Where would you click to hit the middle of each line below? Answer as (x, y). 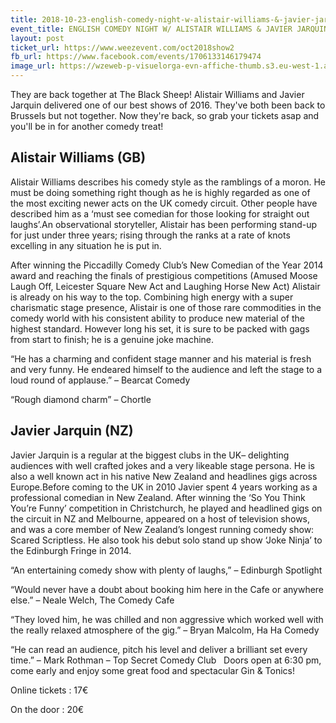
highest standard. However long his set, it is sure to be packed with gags (160, 328)
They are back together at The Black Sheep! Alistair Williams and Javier (157, 94)
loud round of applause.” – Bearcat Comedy (100, 380)
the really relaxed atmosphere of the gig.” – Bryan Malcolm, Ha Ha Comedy (165, 630)
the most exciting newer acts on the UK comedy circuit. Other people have (164, 203)
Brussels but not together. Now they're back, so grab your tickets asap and (165, 115)
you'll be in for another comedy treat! (87, 126)
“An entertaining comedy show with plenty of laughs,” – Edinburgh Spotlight (166, 570)
